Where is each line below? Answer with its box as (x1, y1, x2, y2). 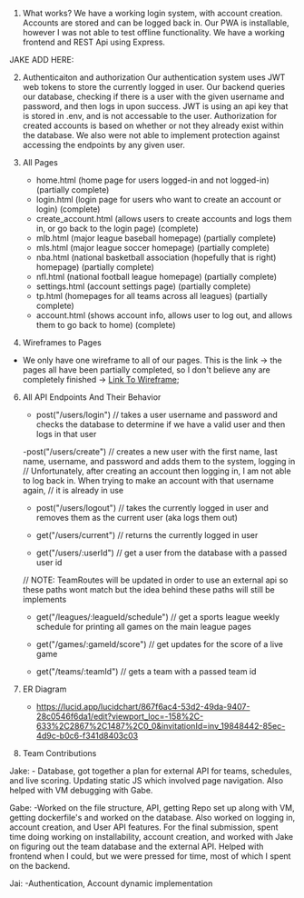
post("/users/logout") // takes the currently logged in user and (35, 503, 270, 513)
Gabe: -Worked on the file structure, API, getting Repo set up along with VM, (9, 803, 295, 813)
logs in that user (35, 429, 97, 439)
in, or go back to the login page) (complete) (35, 223, 200, 234)
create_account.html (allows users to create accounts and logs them (35, 214, 292, 224)
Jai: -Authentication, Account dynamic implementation (9, 878, 213, 889)
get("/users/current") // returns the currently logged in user (35, 530, 259, 540)
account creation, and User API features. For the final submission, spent (9, 822, 279, 833)
